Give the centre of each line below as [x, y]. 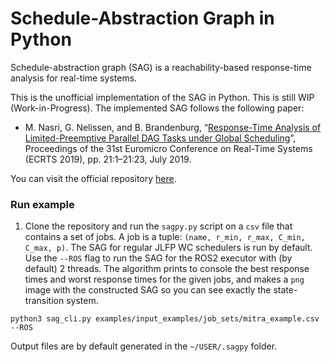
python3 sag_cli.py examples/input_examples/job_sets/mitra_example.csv [165, 319]
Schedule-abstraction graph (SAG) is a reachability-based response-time [161, 67]
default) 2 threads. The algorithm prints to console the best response [167, 269]
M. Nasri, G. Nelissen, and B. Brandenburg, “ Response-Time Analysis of [173, 127]
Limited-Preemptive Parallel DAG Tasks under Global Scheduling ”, [160, 138]
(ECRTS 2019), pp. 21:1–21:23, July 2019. [108, 159]
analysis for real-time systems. [74, 78]
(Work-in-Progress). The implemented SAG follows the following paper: [157, 108]
